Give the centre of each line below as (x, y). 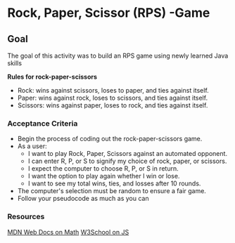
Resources (26, 217)
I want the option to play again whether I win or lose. (104, 176)
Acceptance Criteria (43, 123)
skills (15, 63)
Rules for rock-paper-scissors (52, 77)
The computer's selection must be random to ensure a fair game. (112, 191)
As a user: (32, 146)
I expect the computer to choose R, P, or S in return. (103, 169)
